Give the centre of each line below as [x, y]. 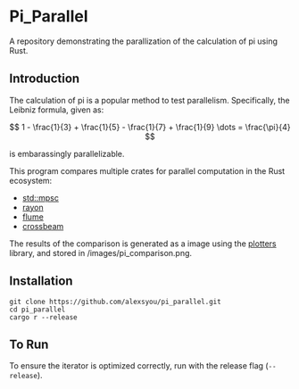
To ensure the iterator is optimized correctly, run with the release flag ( [139, 366]
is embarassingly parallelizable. [67, 153]
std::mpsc [41, 197]
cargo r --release [43, 317]
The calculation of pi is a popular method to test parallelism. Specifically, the [149, 100]
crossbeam [43, 226]
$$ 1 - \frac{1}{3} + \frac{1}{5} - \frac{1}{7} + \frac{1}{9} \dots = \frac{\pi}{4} [150, 127]
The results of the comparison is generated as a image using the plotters [143, 244]
